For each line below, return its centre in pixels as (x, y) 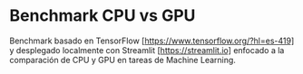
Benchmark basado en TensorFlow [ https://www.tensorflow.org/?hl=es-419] (152, 41)
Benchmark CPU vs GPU (103, 16)
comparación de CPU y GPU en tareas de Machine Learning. (122, 60)
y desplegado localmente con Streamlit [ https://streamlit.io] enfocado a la (147, 50)
